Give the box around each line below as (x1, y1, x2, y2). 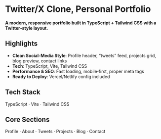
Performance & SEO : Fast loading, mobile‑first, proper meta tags (12, 68, 144, 74)
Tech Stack (5, 88, 40, 96)
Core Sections (5, 115, 50, 124)
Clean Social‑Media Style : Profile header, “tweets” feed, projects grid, (12, 52, 157, 58)
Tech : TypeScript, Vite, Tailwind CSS (12, 63, 87, 69)
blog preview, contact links (12, 58, 67, 64)
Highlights (5, 40, 38, 48)
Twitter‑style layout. (5, 25, 48, 31)
